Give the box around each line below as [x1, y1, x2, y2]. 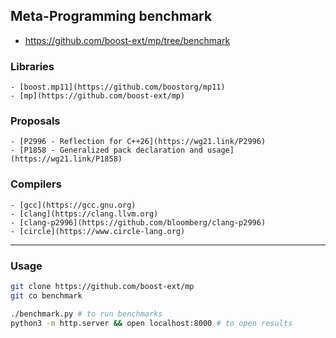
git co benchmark [10, 290, 83, 301]
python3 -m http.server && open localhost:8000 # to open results [10, 318, 293, 328]
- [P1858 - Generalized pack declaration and [10, 145, 203, 156]
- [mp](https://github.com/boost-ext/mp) [10, 91, 186, 101]
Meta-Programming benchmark [10, 8, 213, 25]
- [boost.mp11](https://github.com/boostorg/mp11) [10, 82, 226, 93]
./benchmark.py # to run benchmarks [10, 309, 163, 319]
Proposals [10, 114, 61, 128]
